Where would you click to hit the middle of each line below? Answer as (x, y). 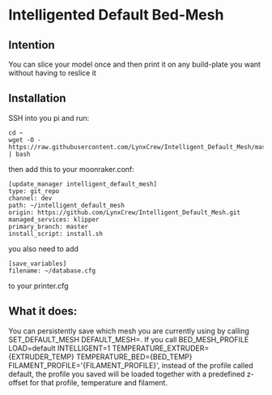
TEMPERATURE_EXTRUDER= (161, 348)
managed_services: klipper (54, 219)
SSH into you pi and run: (49, 118)
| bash (19, 154)
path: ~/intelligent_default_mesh (67, 205)
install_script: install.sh (56, 234)
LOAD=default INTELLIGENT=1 (59, 348)
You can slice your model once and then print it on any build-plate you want (135, 64)
